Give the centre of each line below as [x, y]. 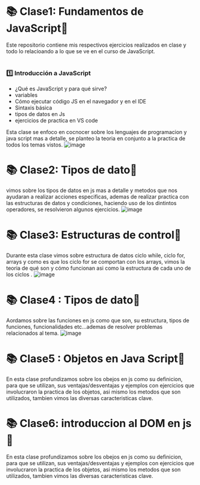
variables [26, 95]
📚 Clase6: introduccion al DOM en [93, 424]
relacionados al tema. [33, 333]
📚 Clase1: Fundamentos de [75, 12]
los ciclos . [19, 274]
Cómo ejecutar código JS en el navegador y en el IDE [81, 101]
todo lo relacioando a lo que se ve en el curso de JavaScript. [81, 51]
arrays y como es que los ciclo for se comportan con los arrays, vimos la [96, 262]
